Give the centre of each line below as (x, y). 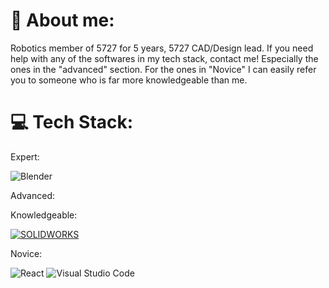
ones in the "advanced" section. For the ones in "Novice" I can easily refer (163, 69)
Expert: (25, 156)
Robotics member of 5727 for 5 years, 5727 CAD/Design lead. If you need (162, 48)
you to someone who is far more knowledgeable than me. (129, 80)
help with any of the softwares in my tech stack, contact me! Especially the (164, 58)
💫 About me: (62, 20)
